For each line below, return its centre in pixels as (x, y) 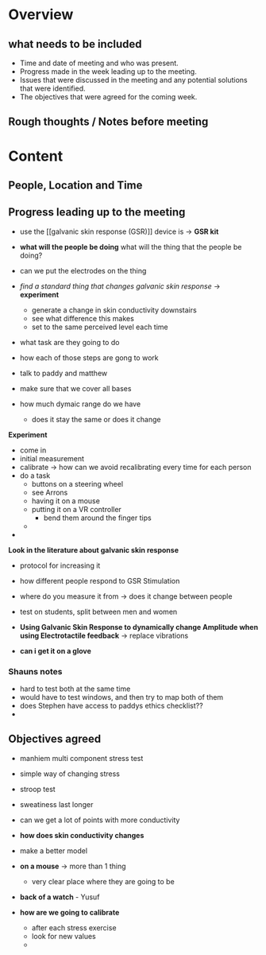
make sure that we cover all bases (75, 388)
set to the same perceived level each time (100, 327)
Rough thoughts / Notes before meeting (108, 122)
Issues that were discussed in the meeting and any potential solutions (133, 80)
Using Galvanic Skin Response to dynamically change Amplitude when (139, 627)
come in (33, 450)
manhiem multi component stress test (81, 758)
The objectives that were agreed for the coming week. (108, 97)
